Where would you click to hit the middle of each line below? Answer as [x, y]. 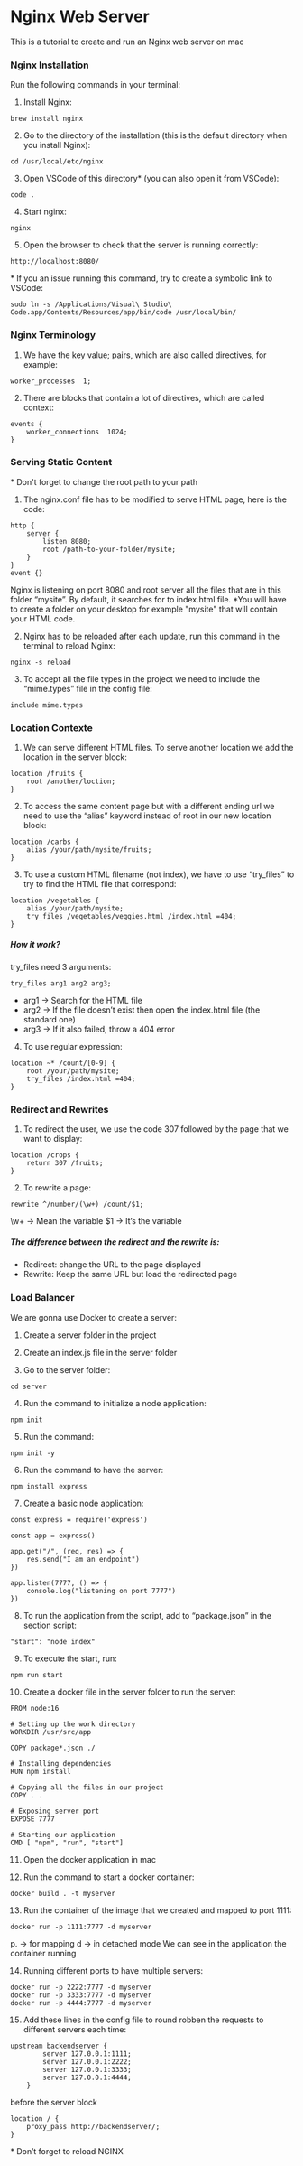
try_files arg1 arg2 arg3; [61, 984]
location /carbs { [45, 842]
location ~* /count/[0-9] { [63, 1063]
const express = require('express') [79, 1519]
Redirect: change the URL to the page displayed [112, 1265]
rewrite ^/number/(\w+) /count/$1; [77, 1204]
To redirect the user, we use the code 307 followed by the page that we [156, 1129]
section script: [50, 1625]
